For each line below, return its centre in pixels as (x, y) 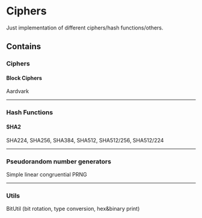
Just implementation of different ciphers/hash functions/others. (85, 28)
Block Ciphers (24, 78)
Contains (23, 47)
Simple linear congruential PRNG (47, 174)
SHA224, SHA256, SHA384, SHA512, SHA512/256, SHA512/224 (85, 140)
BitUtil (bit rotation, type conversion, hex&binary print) (73, 209)
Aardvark (18, 91)
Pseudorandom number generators (59, 162)
